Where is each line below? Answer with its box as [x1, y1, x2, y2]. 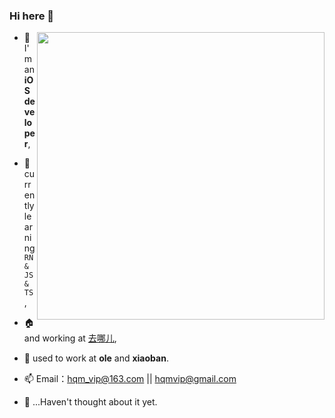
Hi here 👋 [9, 9, 55, 23]
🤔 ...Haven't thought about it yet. [23, 396, 158, 408]
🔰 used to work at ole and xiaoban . [23, 352, 169, 364]
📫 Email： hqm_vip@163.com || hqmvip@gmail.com [23, 373, 237, 385]
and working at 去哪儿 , [23, 332, 117, 344]
